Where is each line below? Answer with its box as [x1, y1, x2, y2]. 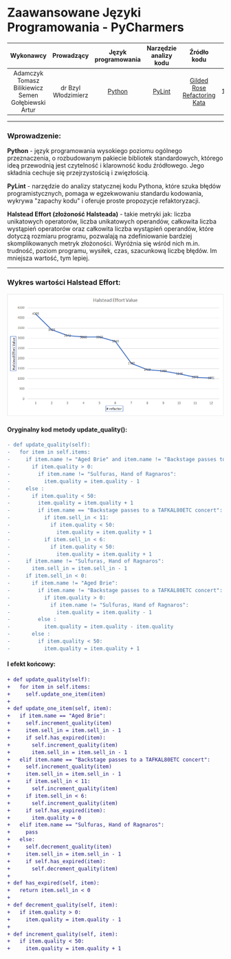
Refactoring [182, 91, 216, 99]
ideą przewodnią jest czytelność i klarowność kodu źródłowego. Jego [7, 161, 205, 170]
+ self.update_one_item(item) [7, 691, 107, 698]
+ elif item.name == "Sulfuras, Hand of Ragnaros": [7, 822, 165, 829]
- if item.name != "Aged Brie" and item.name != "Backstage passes [7, 456, 217, 463]
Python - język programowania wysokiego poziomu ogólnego [7, 147, 182, 155]
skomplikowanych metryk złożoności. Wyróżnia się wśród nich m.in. [7, 239, 200, 248]
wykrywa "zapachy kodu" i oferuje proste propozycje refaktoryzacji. [7, 196, 201, 205]
